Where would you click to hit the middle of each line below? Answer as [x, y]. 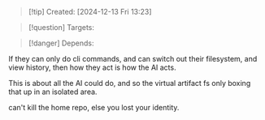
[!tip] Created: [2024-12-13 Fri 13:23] [90, 12]
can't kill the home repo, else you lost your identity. [94, 107]
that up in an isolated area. [53, 92]
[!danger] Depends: [61, 43]
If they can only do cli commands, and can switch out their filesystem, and [133, 59]
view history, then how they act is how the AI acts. [92, 67]
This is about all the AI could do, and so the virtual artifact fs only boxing [130, 83]
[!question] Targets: [61, 27]
